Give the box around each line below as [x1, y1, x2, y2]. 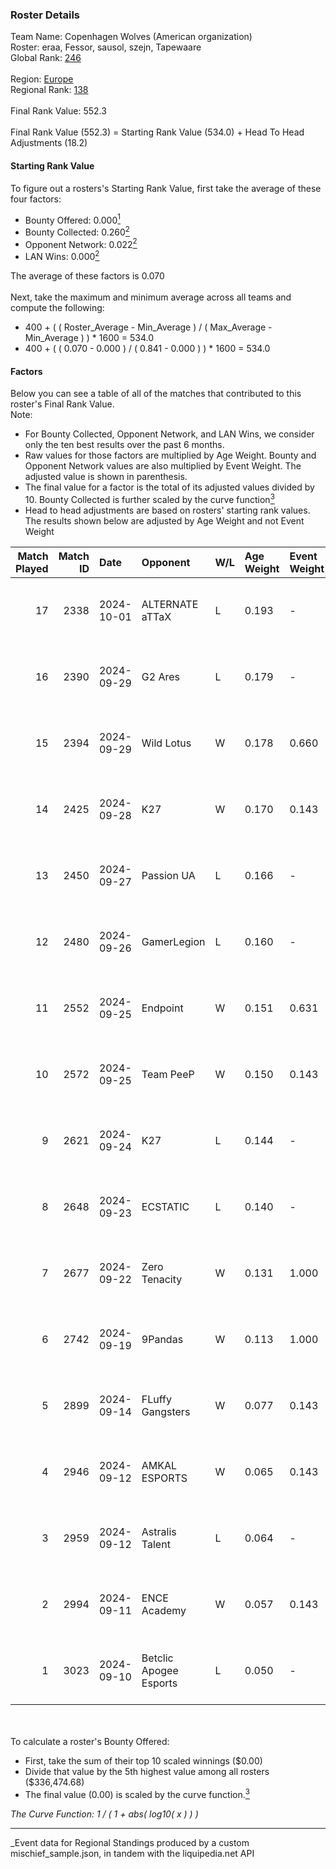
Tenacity [141, 1272, 183, 1286]
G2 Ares [141, 669, 181, 683]
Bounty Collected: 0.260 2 [24, 224, 130, 238]
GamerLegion [141, 934, 206, 948]
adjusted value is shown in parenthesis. [24, 471, 188, 483]
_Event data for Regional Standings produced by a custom [10, 1836, 250, 1848]
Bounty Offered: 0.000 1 [24, 212, 121, 226]
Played [15, 561, 49, 575]
